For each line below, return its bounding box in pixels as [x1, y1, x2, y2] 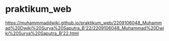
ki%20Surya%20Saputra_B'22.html [5, 30, 79, 36]
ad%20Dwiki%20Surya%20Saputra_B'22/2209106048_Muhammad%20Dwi [5, 25, 164, 31]
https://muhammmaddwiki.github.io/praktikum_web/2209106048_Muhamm [5, 20, 162, 26]
